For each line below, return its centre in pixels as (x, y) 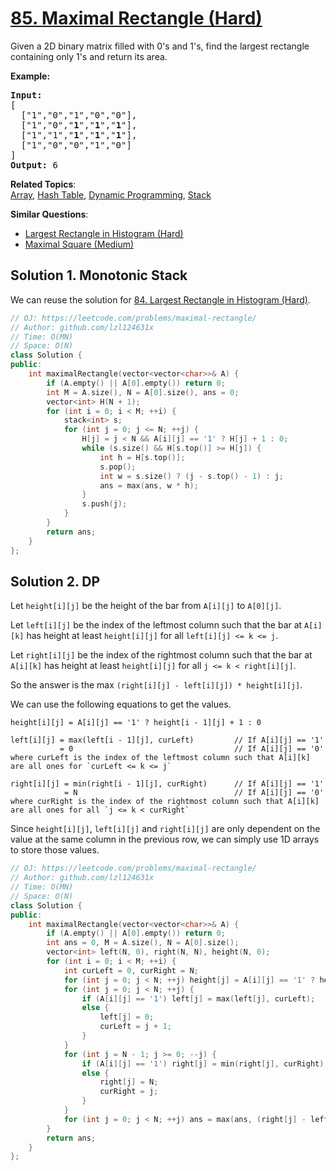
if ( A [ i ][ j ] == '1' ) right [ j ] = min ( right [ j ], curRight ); (205, 1063)
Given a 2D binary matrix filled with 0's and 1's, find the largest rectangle (160, 46)
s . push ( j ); (104, 504)
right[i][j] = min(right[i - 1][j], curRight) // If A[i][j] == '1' (167, 784)
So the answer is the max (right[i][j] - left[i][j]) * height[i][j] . (156, 685)
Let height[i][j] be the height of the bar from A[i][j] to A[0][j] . (146, 606)
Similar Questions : (49, 214)
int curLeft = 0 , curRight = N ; (131, 970)
